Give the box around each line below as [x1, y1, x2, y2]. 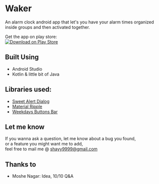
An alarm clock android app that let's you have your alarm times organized [5, 19, 154, 25]
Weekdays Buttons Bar [12, 108, 58, 115]
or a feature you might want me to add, [5, 141, 83, 147]
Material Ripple [12, 103, 42, 109]
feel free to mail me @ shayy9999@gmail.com [5, 146, 98, 152]
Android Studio [12, 66, 42, 72]
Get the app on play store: [5, 34, 57, 40]
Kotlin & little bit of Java [12, 71, 60, 77]
